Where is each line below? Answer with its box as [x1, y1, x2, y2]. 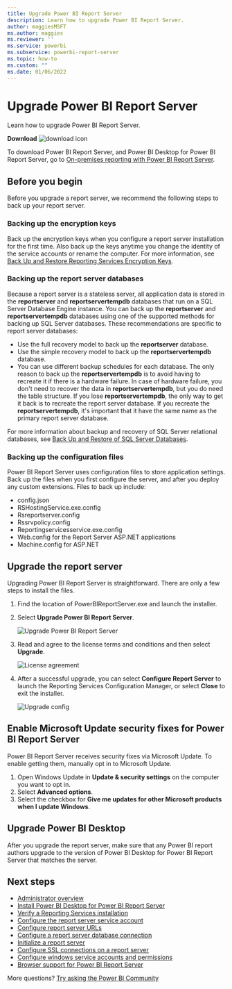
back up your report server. [7, 201, 85, 210]
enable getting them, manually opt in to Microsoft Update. [7, 759, 172, 767]
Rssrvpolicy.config [17, 518, 71, 526]
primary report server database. [17, 414, 109, 422]
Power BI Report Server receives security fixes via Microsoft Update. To [7, 751, 213, 761]
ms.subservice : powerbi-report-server [7, 49, 119, 56]
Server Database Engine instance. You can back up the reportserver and [7, 304, 216, 313]
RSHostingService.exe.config [17, 504, 102, 512]
